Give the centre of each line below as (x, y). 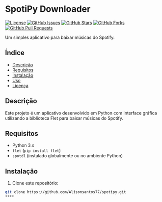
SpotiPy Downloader (48, 9)
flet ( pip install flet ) (37, 150)
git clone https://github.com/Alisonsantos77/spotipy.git (66, 192)
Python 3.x (23, 145)
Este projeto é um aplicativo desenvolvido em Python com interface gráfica (81, 113)
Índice (15, 53)
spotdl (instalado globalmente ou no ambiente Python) (67, 156)
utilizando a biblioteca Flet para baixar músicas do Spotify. (64, 118)
